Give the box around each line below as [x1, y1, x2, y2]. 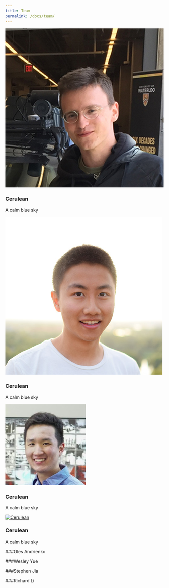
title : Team [5, 8, 30, 13]
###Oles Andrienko [5, 548, 46, 554]
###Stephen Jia [5, 568, 39, 574]
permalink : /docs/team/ [5, 13, 55, 19]
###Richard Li [5, 577, 34, 583]
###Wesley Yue [5, 558, 38, 564]
